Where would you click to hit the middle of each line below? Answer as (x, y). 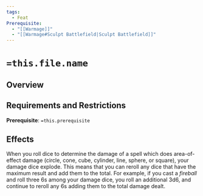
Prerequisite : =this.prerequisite (48, 120)
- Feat (20, 18)
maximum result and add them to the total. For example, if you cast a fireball (102, 173)
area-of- (184, 154)
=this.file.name (47, 64)
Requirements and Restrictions (66, 106)
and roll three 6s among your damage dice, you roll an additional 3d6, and (99, 180)
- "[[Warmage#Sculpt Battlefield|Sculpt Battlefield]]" (84, 35)
